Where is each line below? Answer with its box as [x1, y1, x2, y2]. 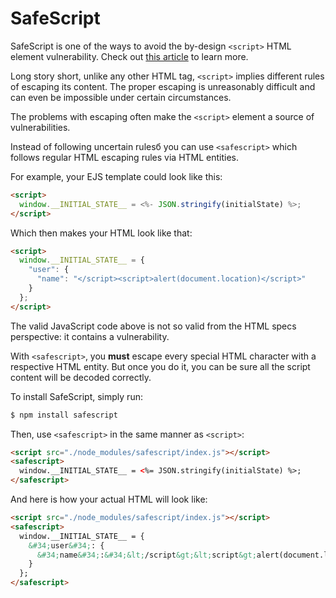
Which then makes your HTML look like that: [10, 227, 193, 239]
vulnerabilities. [10, 121, 71, 133]
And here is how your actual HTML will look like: [10, 493, 208, 506]
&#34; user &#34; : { [28, 540, 105, 551]
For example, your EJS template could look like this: [10, 170, 223, 182]
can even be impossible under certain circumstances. [10, 91, 232, 103]
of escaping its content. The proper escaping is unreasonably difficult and [10, 80, 316, 92]
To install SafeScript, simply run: [10, 390, 143, 402]
